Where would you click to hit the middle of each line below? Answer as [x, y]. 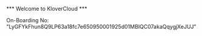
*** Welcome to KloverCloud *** [47, 9]
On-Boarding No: [28, 20]
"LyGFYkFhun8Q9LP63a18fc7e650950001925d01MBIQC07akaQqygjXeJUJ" [101, 27]
